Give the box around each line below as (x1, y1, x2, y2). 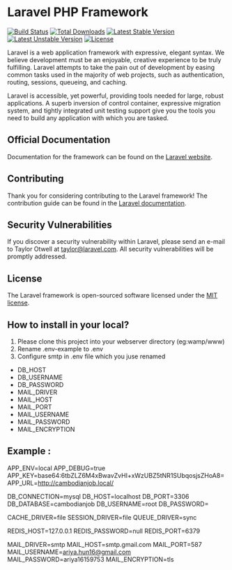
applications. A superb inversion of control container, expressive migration (7, 98, 221, 107)
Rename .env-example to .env (17, 345, 103, 353)
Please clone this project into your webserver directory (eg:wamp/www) (17, 337, 225, 346)
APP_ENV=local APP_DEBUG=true (7, 464, 106, 472)
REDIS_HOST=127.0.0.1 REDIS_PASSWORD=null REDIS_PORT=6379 (7, 527, 201, 535)
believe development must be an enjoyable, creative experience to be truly (7, 55, 222, 64)
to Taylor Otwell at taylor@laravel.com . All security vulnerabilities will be (7, 245, 214, 254)
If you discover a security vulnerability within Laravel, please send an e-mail (7, 237, 225, 246)
